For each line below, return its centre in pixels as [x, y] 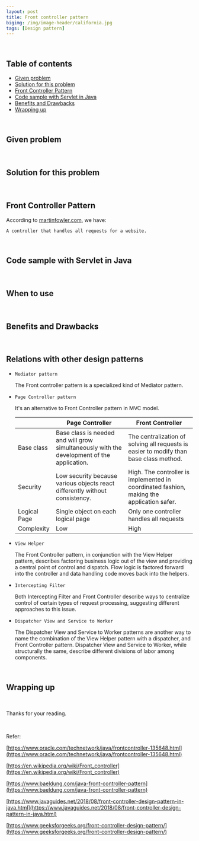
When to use [30, 293]
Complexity [33, 528]
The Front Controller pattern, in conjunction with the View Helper [94, 554]
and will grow [74, 440]
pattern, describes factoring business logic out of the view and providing [103, 561]
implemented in [150, 480]
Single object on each [86, 511]
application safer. [152, 502]
